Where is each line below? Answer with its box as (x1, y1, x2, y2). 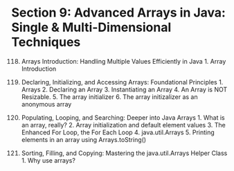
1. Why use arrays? (21, 156, 75, 164)
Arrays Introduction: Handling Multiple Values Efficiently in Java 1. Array (21, 57, 226, 65)
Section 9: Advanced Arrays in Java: (11, 5, 226, 21)
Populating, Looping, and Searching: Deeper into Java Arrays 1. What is (21, 113, 225, 122)
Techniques (11, 35, 81, 50)
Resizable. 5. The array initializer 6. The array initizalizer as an (21, 92, 198, 101)
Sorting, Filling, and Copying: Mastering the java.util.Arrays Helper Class (21, 149, 228, 157)
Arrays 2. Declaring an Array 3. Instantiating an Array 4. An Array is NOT (21, 85, 228, 93)
